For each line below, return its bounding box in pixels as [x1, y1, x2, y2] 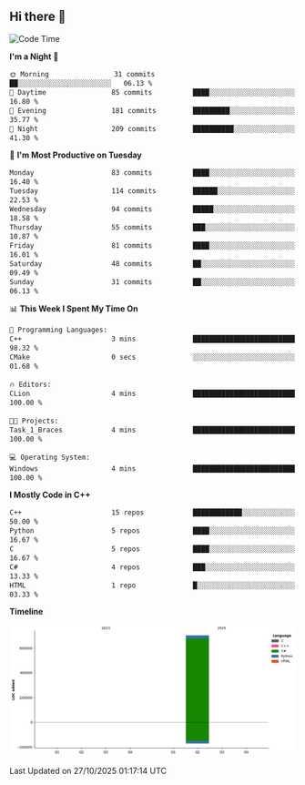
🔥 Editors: [9, 380, 52, 389]
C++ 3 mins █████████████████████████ [9, 334, 296, 343]
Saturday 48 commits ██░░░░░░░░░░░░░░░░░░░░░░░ [9, 259, 296, 269]
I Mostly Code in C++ [9, 489, 91, 500]
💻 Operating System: [9, 453, 91, 462]
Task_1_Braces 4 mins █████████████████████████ [9, 425, 296, 434]
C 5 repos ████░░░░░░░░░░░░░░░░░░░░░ [9, 544, 296, 554]
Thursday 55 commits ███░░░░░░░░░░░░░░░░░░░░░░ [9, 222, 296, 232]
